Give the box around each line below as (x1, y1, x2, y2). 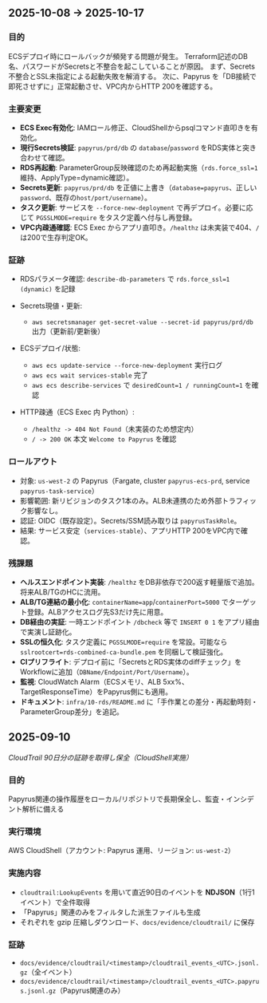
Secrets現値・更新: (19, 301, 83, 310)
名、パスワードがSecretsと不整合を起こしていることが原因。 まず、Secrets (8, 61, 255, 71)
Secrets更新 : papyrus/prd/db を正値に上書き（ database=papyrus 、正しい (19, 183, 257, 192)
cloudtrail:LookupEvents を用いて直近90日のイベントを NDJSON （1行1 (19, 887, 255, 897)
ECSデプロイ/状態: (19, 343, 81, 353)
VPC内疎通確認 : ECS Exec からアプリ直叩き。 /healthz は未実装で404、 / (19, 223, 260, 232)
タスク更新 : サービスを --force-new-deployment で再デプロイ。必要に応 (19, 203, 253, 212)
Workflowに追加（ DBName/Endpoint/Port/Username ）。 (19, 666, 194, 677)
